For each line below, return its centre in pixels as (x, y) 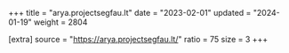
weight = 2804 (60, 22)
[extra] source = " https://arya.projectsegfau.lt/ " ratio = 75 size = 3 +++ (138, 39)
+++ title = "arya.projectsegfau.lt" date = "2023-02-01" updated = (130, 13)
